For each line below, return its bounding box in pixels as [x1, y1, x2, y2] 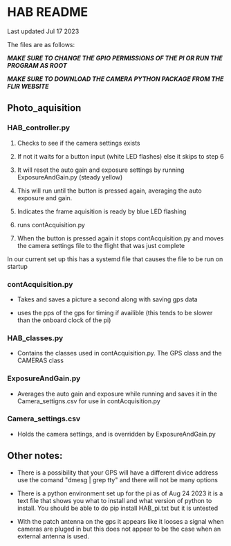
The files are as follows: [7, 40, 75, 49]
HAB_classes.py [7, 333, 64, 343]
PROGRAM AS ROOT [7, 61, 67, 69]
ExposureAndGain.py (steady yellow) [17, 173, 123, 181]
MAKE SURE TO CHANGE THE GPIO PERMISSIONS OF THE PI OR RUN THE [7, 53, 223, 62]
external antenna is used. [17, 531, 90, 540]
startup [7, 262, 28, 270]
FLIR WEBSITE [7, 82, 49, 90]
